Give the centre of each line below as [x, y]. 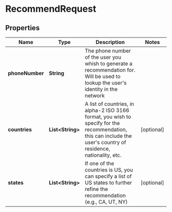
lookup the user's [106, 83]
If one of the [99, 163]
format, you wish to [108, 117]
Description [110, 42]
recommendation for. [110, 70]
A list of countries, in [109, 104]
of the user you [103, 57]
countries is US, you [109, 170]
